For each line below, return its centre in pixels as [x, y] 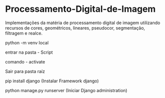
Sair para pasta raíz [25, 71]
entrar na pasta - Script [29, 52]
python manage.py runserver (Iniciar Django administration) [66, 90]
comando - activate [25, 62]
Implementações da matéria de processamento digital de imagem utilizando [83, 23]
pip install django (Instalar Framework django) [52, 81]
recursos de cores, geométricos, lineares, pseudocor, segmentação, [75, 28]
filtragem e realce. [24, 33]
